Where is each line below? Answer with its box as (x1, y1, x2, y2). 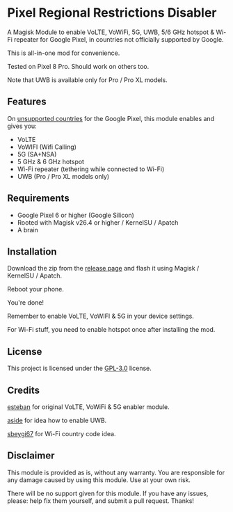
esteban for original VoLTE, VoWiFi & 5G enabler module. (7, 403, 170, 411)
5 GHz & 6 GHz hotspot (17, 157, 85, 166)
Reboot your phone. (7, 285, 65, 294)
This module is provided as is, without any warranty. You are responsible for (7, 468, 225, 477)
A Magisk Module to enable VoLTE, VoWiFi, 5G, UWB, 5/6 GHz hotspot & (7, 28, 214, 36)
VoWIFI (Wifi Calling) (17, 143, 77, 151)
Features (7, 96, 47, 108)
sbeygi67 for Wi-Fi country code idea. (7, 430, 116, 438)
